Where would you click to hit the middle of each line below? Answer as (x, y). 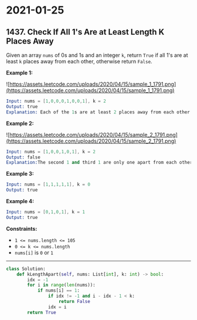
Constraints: (22, 228)
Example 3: (20, 174)
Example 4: (20, 201)
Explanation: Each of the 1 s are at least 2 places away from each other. (99, 112)
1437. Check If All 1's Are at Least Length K (85, 32)
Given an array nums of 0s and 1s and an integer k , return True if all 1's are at (97, 55)
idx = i (57, 307)
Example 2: (20, 123)
